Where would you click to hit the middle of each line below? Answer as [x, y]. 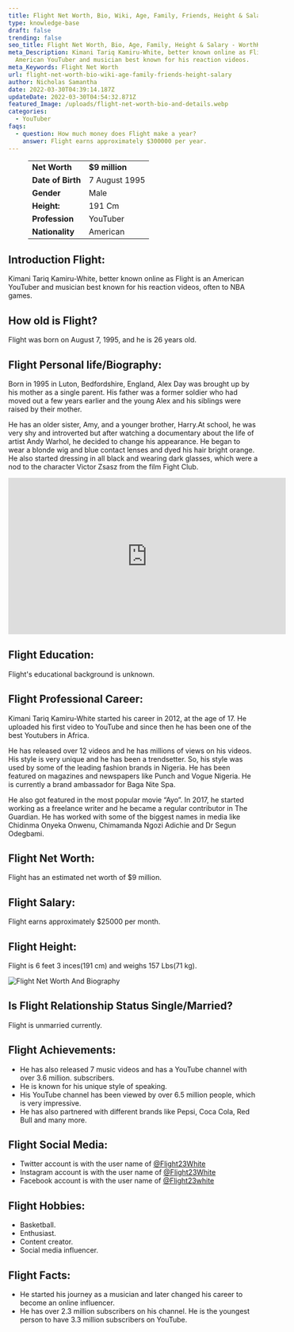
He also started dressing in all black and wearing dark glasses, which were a [133, 458]
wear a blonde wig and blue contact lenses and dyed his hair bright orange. [132, 450]
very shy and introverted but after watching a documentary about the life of [132, 433]
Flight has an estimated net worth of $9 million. [85, 878]
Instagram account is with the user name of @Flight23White [118, 1172]
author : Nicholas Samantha [53, 82]
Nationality [53, 231]
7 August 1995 [117, 180]
